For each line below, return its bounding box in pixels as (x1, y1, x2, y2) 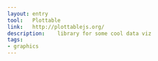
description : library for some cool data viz (7, 29, 152, 37)
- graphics (7, 43, 39, 50)
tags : (7, 36, 23, 43)
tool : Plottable (7, 17, 61, 24)
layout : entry (7, 10, 49, 18)
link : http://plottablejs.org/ (7, 23, 105, 30)
